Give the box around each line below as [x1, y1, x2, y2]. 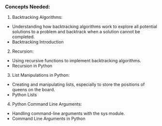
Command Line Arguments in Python [12, 116, 86, 122]
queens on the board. [12, 87, 55, 93]
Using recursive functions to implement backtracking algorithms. [12, 58, 141, 64]
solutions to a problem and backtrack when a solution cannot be [12, 29, 140, 35]
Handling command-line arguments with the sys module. [12, 111, 125, 116]
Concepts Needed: [5, 3, 50, 10]
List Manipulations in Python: [12, 72, 70, 78]
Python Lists [12, 92, 37, 98]
